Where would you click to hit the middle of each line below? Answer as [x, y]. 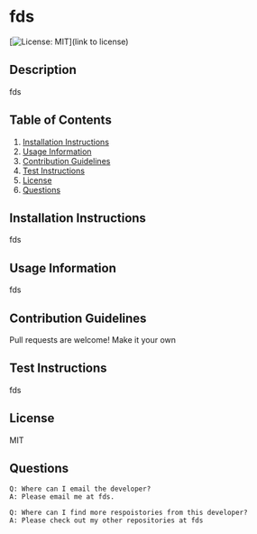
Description [43, 70]
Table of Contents [61, 120]
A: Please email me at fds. [62, 497]
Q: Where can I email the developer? [80, 489]
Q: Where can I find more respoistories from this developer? [128, 513]
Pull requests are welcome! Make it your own [93, 340]
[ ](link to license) [69, 41]
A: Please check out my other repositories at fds [106, 520]
